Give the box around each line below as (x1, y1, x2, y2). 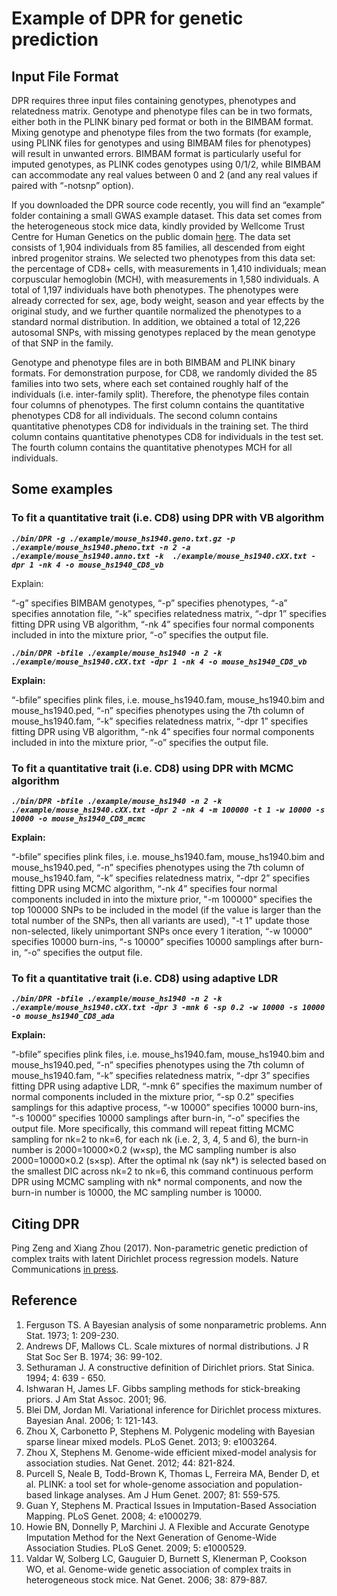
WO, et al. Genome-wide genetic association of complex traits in (25, 1563, 292, 1575)
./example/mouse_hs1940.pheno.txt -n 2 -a (11, 542, 191, 552)
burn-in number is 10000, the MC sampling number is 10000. (11, 1187, 263, 1199)
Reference (11, 1292, 78, 1309)
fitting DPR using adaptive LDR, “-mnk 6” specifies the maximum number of (11, 1080, 323, 1092)
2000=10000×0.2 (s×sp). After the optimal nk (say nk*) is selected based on (11, 1155, 327, 1167)
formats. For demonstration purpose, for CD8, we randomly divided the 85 (11, 367, 318, 379)
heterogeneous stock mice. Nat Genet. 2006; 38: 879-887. (25, 1573, 268, 1586)
